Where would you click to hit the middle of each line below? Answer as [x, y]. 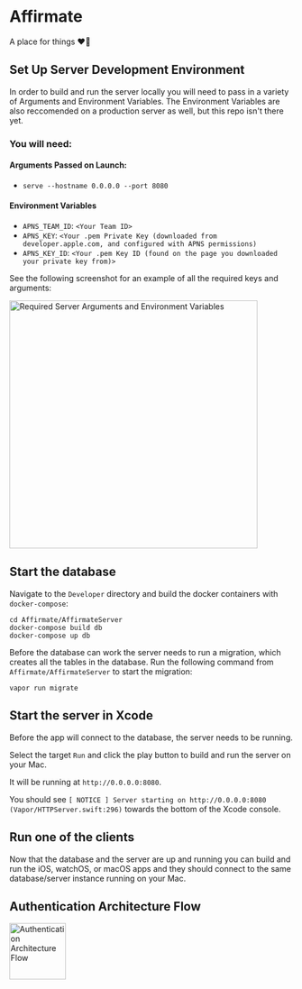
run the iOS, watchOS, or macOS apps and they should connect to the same [150, 868]
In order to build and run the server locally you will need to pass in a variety [149, 91]
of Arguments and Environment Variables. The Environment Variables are [145, 101]
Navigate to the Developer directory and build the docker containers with [144, 593]
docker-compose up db [50, 636]
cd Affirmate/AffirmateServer [66, 619]
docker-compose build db [56, 627]
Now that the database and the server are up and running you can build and [150, 859]
